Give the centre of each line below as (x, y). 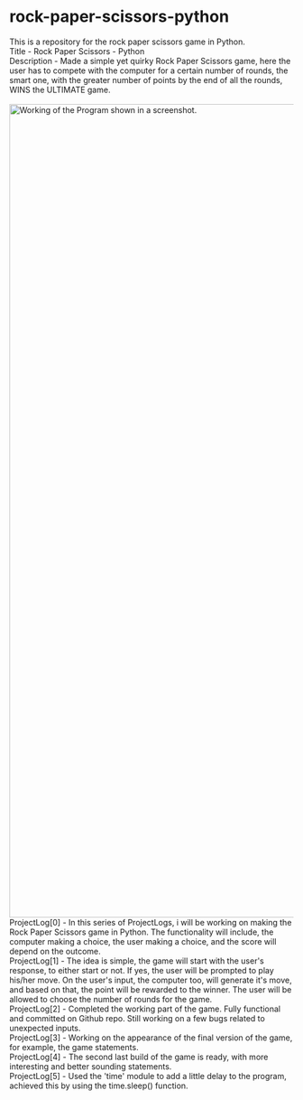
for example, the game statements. (74, 1047)
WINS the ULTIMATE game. (60, 89)
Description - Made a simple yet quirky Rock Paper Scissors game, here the (150, 61)
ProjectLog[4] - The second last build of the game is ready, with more (139, 1057)
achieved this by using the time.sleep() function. (99, 1086)
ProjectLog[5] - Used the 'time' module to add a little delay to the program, (148, 1076)
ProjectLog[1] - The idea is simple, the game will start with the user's (137, 961)
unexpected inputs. (45, 1028)
